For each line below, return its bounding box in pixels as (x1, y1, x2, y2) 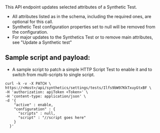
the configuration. (12, 29, 48, 35)
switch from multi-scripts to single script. (12, 72, 95, 77)
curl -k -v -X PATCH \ (5, 81, 51, 86)
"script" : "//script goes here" (18, 115, 86, 120)
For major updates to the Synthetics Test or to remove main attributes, (12, 34, 153, 40)
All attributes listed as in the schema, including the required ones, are (12, 14, 152, 19)
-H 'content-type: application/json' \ (5, 94, 86, 99)
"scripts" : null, (18, 111, 56, 116)
